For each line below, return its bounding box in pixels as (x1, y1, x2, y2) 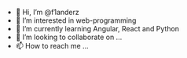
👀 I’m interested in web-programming (15, 16, 137, 25)
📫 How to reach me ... (15, 42, 89, 50)
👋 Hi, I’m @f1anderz (15, 8, 80, 16)
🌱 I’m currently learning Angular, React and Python (15, 24, 179, 33)
